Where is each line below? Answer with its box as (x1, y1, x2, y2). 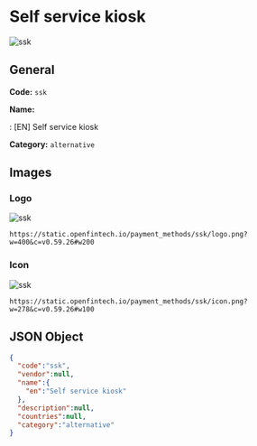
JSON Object (9, 330, 84, 345)
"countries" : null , (17, 412, 87, 421)
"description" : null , (17, 404, 95, 413)
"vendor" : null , (17, 370, 75, 379)
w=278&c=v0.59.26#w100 (9, 304, 95, 313)
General (9, 62, 56, 78)
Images (9, 165, 52, 181)
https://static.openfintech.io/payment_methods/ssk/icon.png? (9, 296, 248, 306)
